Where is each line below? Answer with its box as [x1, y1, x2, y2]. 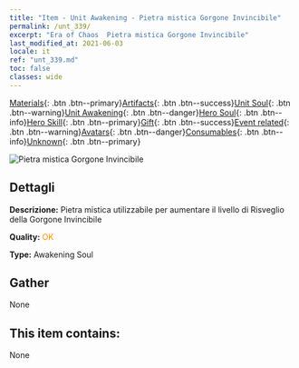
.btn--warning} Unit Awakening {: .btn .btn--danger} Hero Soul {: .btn [9, 106, 259, 118]
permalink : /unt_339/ [9, 22, 92, 31]
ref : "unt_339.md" [9, 55, 79, 65]
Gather [9, 274, 50, 291]
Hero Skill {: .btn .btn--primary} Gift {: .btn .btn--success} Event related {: [26, 116, 290, 127]
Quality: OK [9, 231, 54, 242]
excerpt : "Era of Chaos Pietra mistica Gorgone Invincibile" [9, 30, 249, 39]
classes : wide [9, 73, 63, 82]
